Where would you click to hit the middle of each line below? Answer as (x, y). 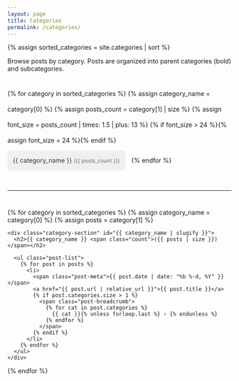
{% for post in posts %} (57, 264)
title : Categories (34, 21)
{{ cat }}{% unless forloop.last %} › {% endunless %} (135, 314)
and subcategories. (36, 69)
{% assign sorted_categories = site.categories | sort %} (89, 48)
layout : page (27, 14)
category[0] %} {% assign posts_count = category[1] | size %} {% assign (115, 109)
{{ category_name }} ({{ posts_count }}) (67, 160)
